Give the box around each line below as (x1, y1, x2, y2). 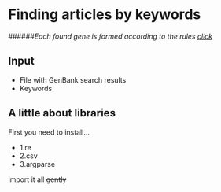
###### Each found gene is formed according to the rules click (8, 31, 213, 41)
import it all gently (8, 175, 67, 184)
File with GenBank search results (19, 75, 127, 84)
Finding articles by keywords (8, 6, 201, 24)
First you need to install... (8, 127, 90, 137)
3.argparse (19, 159, 56, 168)
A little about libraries (8, 106, 116, 120)
